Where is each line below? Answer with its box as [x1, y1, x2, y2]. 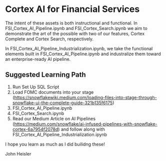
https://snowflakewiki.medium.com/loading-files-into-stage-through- [14, 94, 157, 100]
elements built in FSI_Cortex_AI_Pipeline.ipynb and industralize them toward [5, 51, 161, 57]
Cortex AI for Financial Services [5, 3, 140, 15]
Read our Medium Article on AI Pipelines [12, 116, 96, 122]
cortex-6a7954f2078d [12, 126, 58, 132]
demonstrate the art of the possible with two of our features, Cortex [5, 30, 145, 36]
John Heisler [5, 151, 31, 157]
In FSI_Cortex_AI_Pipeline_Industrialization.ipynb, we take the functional [5, 45, 153, 51]
